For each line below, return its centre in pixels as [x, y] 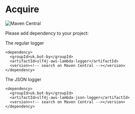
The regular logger [25, 43]
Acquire [22, 9]
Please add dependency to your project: [47, 33]
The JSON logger [23, 79]
